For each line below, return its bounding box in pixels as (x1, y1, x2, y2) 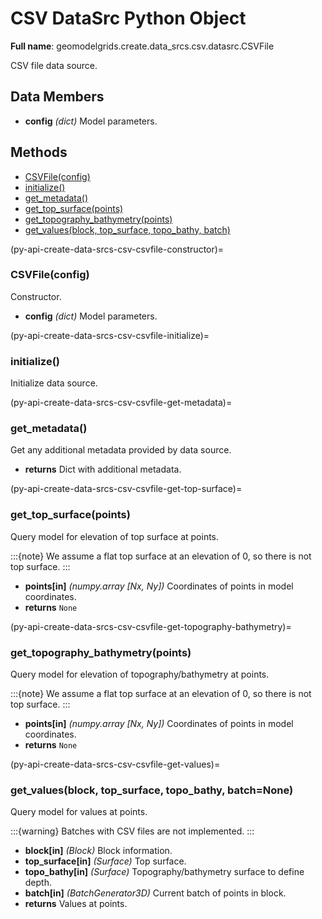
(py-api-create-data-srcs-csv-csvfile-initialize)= (10, 329, 210, 341)
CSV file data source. (10, 59, 98, 71)
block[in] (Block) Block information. (24, 845, 173, 857)
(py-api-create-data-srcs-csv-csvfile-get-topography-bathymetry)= (10, 620, 292, 632)
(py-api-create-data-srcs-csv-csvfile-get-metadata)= (10, 397, 233, 409)
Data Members (10, 88, 105, 106)
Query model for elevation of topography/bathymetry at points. (10, 668, 270, 681)
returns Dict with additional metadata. (24, 463, 182, 476)
